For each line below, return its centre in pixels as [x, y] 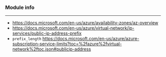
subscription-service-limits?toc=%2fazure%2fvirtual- [67, 44]
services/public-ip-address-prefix [47, 33]
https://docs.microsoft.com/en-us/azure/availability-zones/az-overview [85, 23]
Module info [20, 7]
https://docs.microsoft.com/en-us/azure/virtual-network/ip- [73, 28]
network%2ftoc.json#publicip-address [52, 49]
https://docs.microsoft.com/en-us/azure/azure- [91, 39]
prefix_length [27, 39]
